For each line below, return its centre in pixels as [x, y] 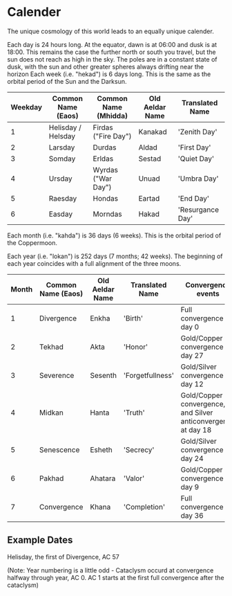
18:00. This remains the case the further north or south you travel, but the [112, 52]
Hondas [106, 198]
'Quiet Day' [196, 159]
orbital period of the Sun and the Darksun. [67, 81]
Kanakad [153, 132]
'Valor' [134, 478]
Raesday [63, 198]
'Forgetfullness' [148, 375]
